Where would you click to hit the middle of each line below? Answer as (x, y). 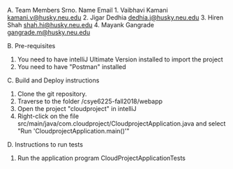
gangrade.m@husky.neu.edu (49, 32)
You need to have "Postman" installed (72, 67)
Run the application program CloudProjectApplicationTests (102, 158)
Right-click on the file (48, 116)
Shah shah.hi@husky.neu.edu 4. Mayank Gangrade (81, 25)
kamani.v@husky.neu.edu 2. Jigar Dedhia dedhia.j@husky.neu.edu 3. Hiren (115, 17)
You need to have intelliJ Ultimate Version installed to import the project (120, 59)
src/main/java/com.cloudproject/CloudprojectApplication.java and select (121, 124)
